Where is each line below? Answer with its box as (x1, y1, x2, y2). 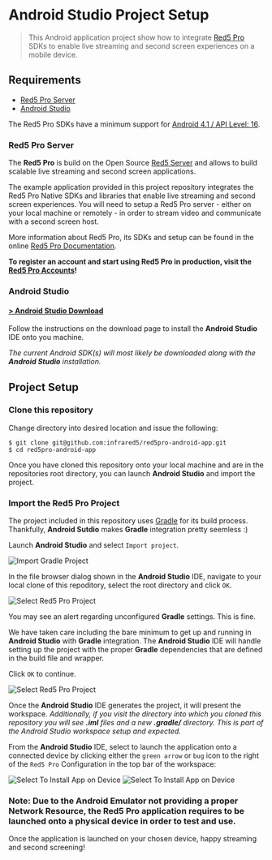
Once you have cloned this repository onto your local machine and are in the (8, 460, 264, 470)
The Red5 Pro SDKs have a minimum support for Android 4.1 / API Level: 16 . (8, 119, 261, 129)
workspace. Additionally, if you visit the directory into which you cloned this (8, 709, 262, 719)
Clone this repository (8, 404, 93, 415)
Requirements (8, 73, 81, 87)
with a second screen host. (8, 217, 99, 226)
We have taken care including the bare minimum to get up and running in (8, 627, 252, 638)
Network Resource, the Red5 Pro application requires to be (8, 806, 245, 817)
